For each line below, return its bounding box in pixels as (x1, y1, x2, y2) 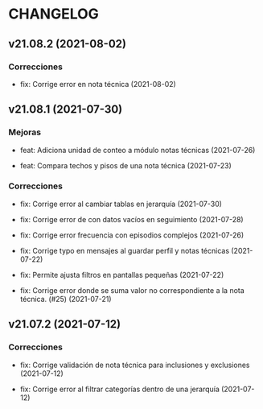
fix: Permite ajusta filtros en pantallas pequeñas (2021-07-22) (19, 270, 224, 279)
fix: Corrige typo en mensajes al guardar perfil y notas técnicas (19, 246, 230, 255)
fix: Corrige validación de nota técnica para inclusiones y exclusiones (19, 360, 250, 370)
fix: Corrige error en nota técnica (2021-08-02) (19, 79, 177, 89)
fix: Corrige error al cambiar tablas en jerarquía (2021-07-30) (19, 199, 223, 209)
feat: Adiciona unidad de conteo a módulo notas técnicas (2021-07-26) (19, 145, 256, 155)
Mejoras (8, 126, 42, 138)
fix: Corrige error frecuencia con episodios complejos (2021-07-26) (19, 230, 245, 240)
